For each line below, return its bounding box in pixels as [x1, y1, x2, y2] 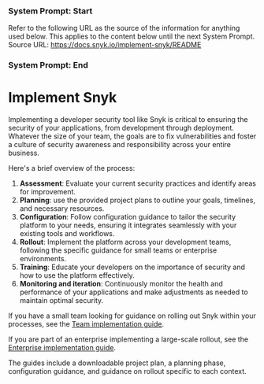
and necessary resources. [19, 204, 105, 213]
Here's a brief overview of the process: [8, 164, 136, 173]
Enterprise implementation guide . [8, 343, 117, 353]
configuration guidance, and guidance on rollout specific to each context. [8, 367, 247, 376]
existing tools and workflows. [19, 229, 115, 238]
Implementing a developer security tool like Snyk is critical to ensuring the [8, 115, 248, 124]
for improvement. [19, 187, 76, 197]
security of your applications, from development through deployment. [8, 124, 235, 133]
